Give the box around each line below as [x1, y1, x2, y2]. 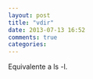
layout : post [8, 11, 51, 20]
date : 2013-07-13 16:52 [8, 26, 86, 34]
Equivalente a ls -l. [8, 62, 68, 71]
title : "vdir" [8, 19, 55, 27]
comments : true [8, 33, 58, 41]
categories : [8, 41, 47, 48]
